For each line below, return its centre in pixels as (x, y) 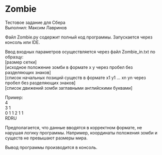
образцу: (14, 57)
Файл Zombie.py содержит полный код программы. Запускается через (79, 37)
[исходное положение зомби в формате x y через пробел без (69, 67)
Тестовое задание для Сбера (35, 22)
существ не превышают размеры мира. (46, 138)
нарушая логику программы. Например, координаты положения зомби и (81, 133)
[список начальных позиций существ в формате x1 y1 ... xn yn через (76, 77)
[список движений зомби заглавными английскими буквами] (69, 88)
